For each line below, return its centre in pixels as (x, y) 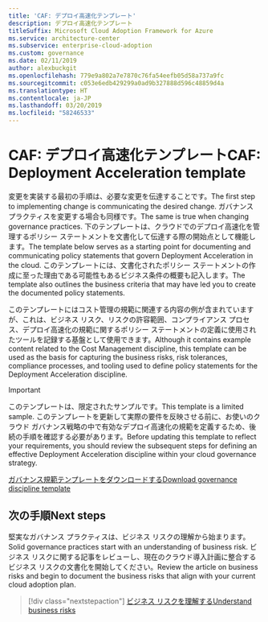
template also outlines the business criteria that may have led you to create (132, 284)
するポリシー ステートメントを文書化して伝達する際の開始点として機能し (136, 236)
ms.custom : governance (46, 53)
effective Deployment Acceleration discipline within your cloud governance (132, 454)
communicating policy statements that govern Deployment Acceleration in (131, 255)
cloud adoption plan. (42, 584)
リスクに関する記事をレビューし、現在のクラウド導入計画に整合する (144, 557)
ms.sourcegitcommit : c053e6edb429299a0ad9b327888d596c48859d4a (116, 83)
